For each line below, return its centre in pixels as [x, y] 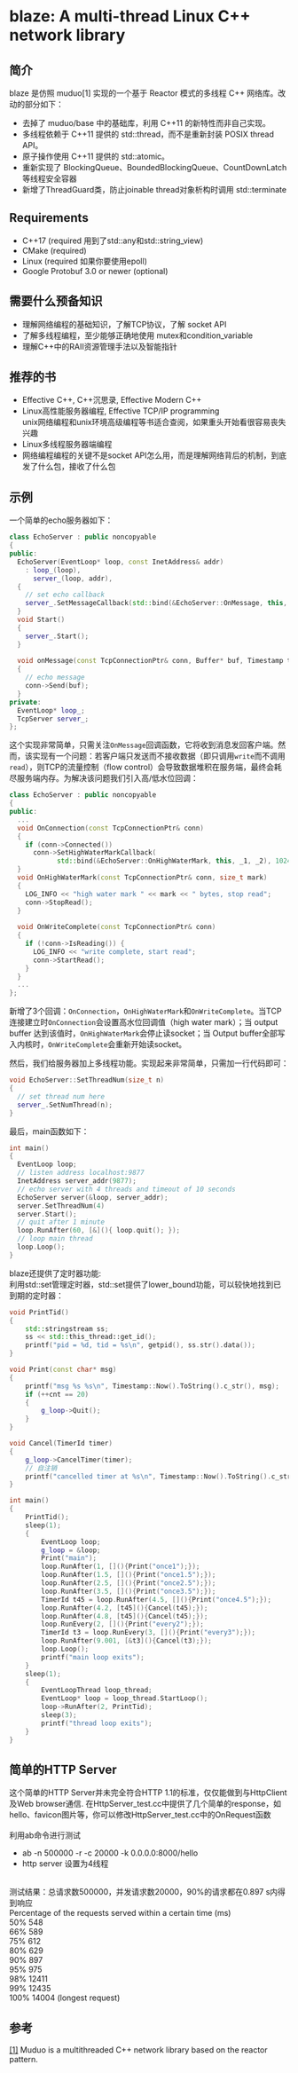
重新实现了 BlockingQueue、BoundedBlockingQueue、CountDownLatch [154, 167]
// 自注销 [41, 1468]
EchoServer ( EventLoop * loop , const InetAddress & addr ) [121, 562]
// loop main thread [55, 1239]
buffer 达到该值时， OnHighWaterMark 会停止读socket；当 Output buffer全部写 [147, 1033]
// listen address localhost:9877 [81, 1173]
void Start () [41, 619]
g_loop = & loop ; [71, 1550]
